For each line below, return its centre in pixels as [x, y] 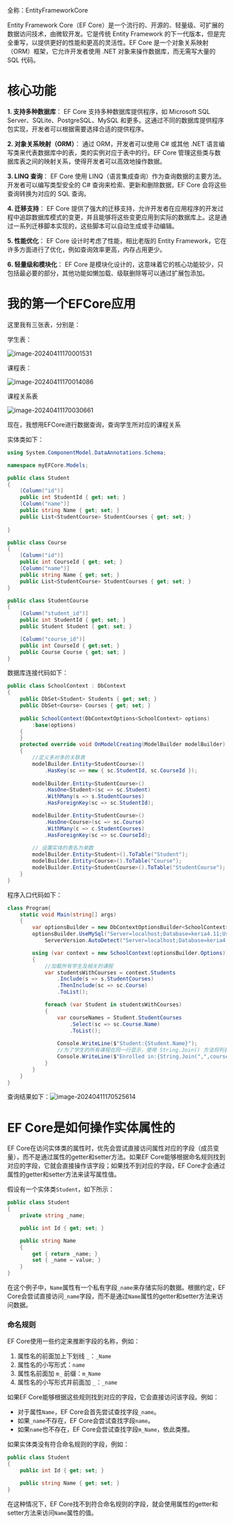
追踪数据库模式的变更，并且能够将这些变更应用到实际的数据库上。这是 [120, 217]
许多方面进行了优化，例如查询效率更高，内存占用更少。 [86, 249]
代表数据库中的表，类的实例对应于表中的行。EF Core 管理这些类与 [120, 152]
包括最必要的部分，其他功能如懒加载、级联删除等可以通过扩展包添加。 [108, 273]
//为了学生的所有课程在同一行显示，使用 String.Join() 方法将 [138, 1050]
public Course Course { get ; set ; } [73, 652]
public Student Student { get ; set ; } [76, 627]
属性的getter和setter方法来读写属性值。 [64, 1174]
